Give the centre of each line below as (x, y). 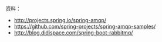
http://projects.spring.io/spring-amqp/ (60, 20)
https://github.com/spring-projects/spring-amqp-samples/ (85, 26)
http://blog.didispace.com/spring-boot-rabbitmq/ (73, 33)
